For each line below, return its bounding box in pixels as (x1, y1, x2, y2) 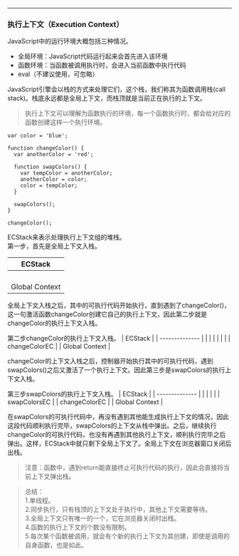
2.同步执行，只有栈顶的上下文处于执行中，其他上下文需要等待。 (24, 505, 212, 514)
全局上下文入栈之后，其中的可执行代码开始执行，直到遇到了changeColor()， (7, 301, 231, 310)
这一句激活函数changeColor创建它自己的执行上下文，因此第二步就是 (7, 310, 208, 319)
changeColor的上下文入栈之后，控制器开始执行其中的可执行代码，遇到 (7, 357, 213, 366)
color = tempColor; (20, 182, 78, 190)
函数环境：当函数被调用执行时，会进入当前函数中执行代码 (17, 61, 186, 70)
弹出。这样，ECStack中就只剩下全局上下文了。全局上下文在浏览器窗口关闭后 (7, 439, 232, 448)
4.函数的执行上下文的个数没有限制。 (24, 523, 131, 532)
